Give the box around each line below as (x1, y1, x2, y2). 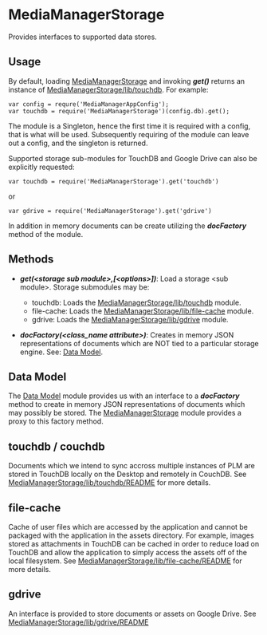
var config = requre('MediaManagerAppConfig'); (8, 100, 170, 108)
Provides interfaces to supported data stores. (8, 32, 157, 41)
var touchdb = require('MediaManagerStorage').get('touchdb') (8, 177, 219, 185)
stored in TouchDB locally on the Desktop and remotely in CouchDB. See (8, 469, 247, 479)
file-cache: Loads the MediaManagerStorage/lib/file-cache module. (31, 306, 254, 316)
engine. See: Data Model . (19, 347, 104, 357)
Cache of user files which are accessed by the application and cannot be (8, 523, 249, 531)
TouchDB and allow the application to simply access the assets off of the (8, 548, 247, 557)
